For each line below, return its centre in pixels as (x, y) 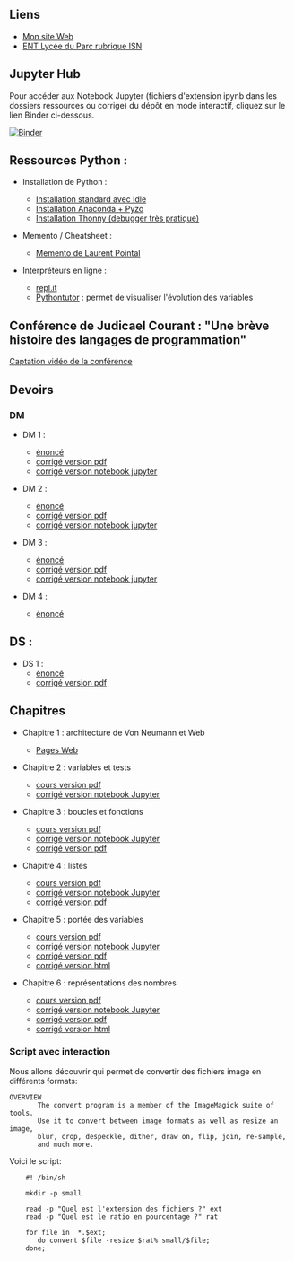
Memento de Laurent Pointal (88, 253)
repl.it (46, 288)
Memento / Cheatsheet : (67, 236)
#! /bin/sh (46, 1178)
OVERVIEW (26, 1097)
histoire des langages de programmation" (128, 340)
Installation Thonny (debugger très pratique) (117, 218)
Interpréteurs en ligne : (65, 271)
